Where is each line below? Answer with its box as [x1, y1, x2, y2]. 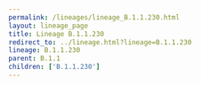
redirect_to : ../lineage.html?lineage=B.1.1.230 [8, 37, 192, 47]
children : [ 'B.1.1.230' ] [8, 63, 100, 72]
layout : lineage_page [8, 21, 89, 30]
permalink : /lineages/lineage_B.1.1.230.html [8, 12, 180, 22]
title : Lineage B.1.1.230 [8, 29, 104, 38]
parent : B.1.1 [8, 54, 61, 63]
